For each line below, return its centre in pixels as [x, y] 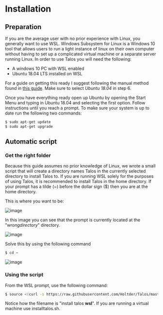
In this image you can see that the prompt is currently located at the [73, 220]
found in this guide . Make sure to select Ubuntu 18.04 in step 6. [68, 88]
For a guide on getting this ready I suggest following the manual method [77, 83]
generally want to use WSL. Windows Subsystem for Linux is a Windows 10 [80, 44]
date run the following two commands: [43, 113]
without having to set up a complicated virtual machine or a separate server [81, 54]
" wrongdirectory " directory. [33, 225]
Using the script [24, 275]
